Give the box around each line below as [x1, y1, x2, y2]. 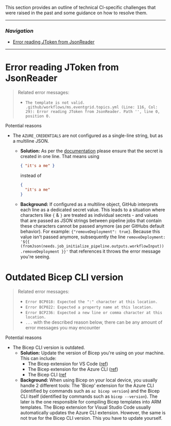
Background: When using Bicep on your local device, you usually [20, 377, 158, 383]
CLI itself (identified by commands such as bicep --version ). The [20, 393, 158, 399]
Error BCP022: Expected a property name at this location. [25, 304, 154, 310]
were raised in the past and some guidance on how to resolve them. [5, 10, 148, 16]
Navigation [5, 27, 34, 34]
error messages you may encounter [25, 324, 101, 330]
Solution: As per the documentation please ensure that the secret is [20, 148, 163, 154]
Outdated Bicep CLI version [5, 271, 124, 283]
